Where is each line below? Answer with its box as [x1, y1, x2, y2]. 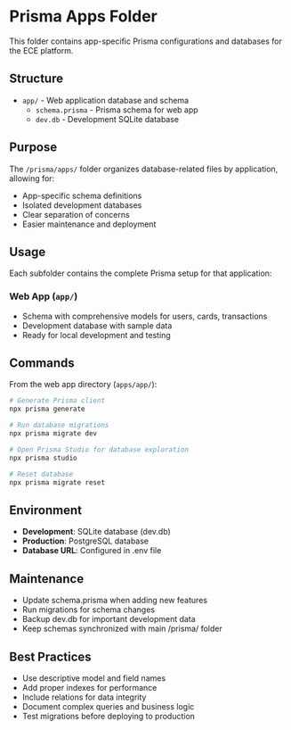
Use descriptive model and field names [21, 672, 166, 684]
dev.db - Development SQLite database [35, 113, 180, 124]
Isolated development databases [21, 199, 142, 211]
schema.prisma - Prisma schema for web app [35, 104, 198, 115]
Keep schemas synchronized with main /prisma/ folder [21, 623, 222, 635]
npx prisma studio [9, 453, 77, 462]
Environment [9, 502, 83, 518]
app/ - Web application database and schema [21, 95, 190, 105]
